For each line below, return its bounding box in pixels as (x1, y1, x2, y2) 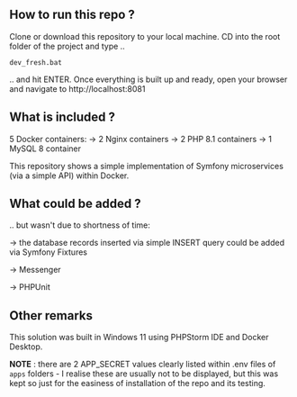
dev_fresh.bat (9, 58, 63, 67)
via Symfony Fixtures (9, 247, 88, 257)
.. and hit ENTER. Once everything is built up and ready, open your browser (9, 74, 288, 85)
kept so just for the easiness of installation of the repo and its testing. (9, 378, 265, 389)
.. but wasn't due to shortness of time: (9, 220, 151, 230)
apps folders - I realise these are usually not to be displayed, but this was (9, 368, 279, 379)
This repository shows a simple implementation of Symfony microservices (9, 160, 283, 171)
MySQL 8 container (9, 143, 81, 154)
